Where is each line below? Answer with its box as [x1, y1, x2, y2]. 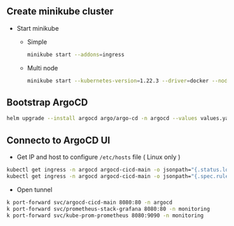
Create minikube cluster [6, 6, 114, 17]
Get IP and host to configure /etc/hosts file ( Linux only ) [16, 153, 181, 161]
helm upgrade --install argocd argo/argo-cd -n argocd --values [6, 115, 198, 122]
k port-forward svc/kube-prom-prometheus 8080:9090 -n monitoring [6, 212, 204, 219]
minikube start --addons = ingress [27, 51, 125, 58]
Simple [27, 38, 47, 46]
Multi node [27, 63, 59, 72]
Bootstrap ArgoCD [6, 96, 88, 108]
